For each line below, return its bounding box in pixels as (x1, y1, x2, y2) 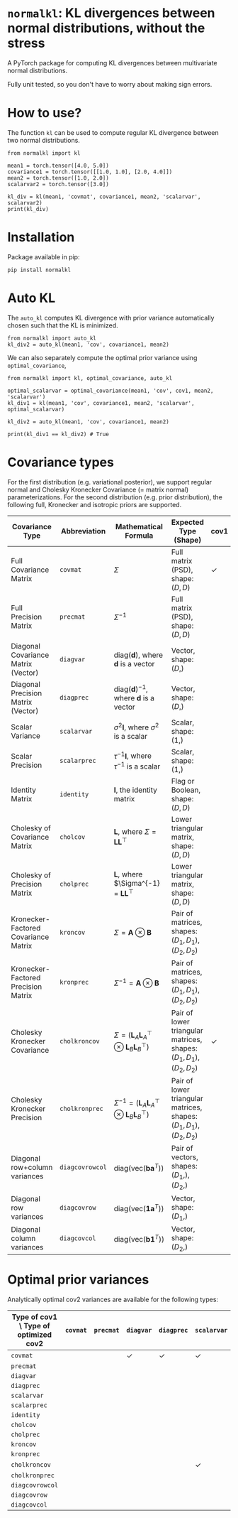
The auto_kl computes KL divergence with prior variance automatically (7, 313, 215, 322)
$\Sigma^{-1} (113, 879, 161, 889)
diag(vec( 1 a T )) (113, 1202, 164, 1213)
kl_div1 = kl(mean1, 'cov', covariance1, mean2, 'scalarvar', (7, 399, 195, 406)
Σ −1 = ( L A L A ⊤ (113, 1096, 161, 1109)
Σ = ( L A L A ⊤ (113, 1029, 152, 1041)
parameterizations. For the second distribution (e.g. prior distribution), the (7, 492, 223, 502)
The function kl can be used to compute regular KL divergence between (7, 128, 220, 136)
